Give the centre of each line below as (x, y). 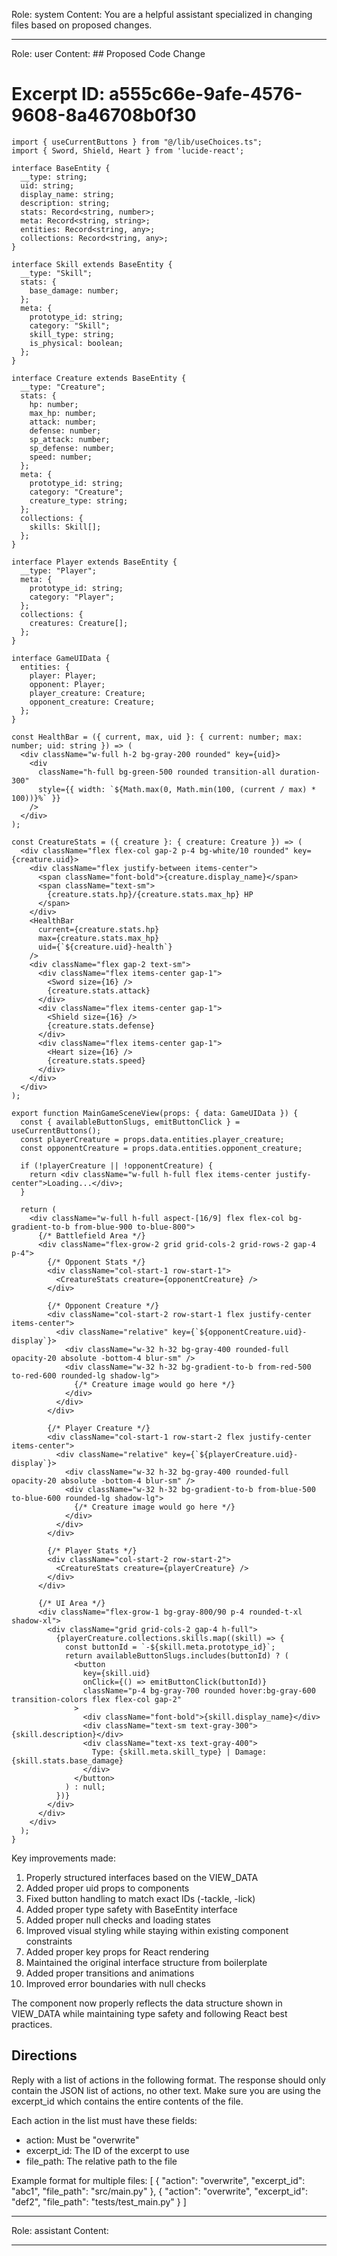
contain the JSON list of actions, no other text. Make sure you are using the (166, 2090)
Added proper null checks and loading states (118, 1920)
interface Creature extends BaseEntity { (99, 378)
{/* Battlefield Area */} (91, 1235)
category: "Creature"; (76, 492)
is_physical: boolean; (76, 343)
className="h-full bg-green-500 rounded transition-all (156, 772)
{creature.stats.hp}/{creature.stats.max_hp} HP (150, 894)
